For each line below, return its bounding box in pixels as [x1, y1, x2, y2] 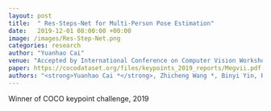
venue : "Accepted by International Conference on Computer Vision [8, 57, 236, 65]
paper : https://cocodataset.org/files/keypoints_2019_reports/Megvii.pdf [8, 64, 262, 72]
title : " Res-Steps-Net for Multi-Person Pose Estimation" [8, 19, 215, 27]
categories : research [8, 42, 81, 50]
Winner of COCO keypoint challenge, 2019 [8, 93, 149, 103]
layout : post [8, 11, 52, 20]
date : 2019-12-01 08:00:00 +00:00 [8, 27, 131, 35]
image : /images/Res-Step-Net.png [8, 34, 121, 43]
